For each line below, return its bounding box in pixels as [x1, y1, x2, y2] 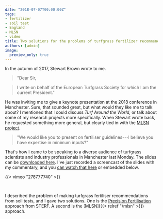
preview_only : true [9, 52, 49, 57]
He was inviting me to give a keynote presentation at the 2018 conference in [5, 99, 157, 105]
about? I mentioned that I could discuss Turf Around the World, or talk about [5, 109, 157, 115]
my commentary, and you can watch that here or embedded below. [5, 164, 139, 170]
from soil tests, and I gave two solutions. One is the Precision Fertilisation [5, 198, 151, 204]
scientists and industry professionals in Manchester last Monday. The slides [5, 154, 157, 160]
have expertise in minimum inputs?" [16, 140, 89, 146]
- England [5, 25, 25, 30]
